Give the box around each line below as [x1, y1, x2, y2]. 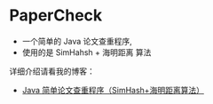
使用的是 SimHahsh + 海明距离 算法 [21, 46, 152, 58]
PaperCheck [9, 5, 103, 26]
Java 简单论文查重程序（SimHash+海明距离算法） [21, 84, 204, 95]
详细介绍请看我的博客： [9, 66, 95, 76]
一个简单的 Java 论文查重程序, [21, 36, 133, 46]
